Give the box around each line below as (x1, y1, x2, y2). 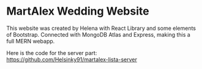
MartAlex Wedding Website (6, 4, 149, 18)
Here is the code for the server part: (6, 49, 97, 56)
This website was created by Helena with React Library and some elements (6, 24, 196, 32)
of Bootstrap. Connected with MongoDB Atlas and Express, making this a (6, 31, 191, 38)
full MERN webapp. (6, 37, 55, 45)
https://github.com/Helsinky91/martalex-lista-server (6, 56, 138, 63)
